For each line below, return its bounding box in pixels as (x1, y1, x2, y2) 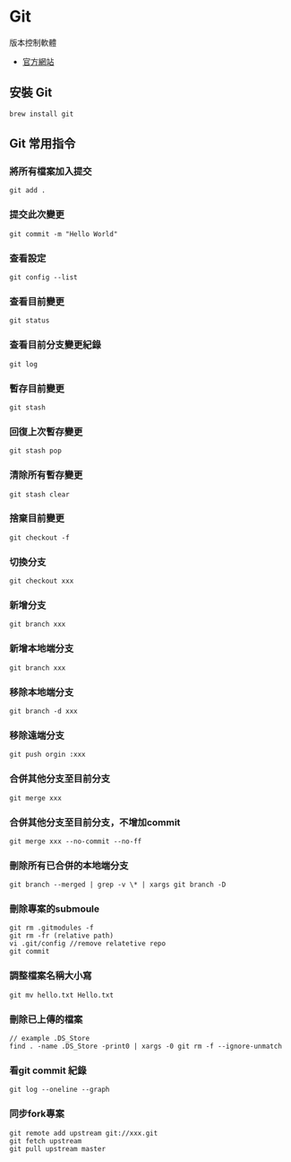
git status (9, 316, 50, 325)
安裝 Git (9, 85, 53, 101)
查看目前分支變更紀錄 (9, 339, 101, 351)
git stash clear (9, 489, 70, 499)
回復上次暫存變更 (9, 425, 83, 437)
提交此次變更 (9, 208, 65, 221)
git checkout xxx (9, 577, 74, 585)
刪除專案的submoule (9, 902, 100, 915)
